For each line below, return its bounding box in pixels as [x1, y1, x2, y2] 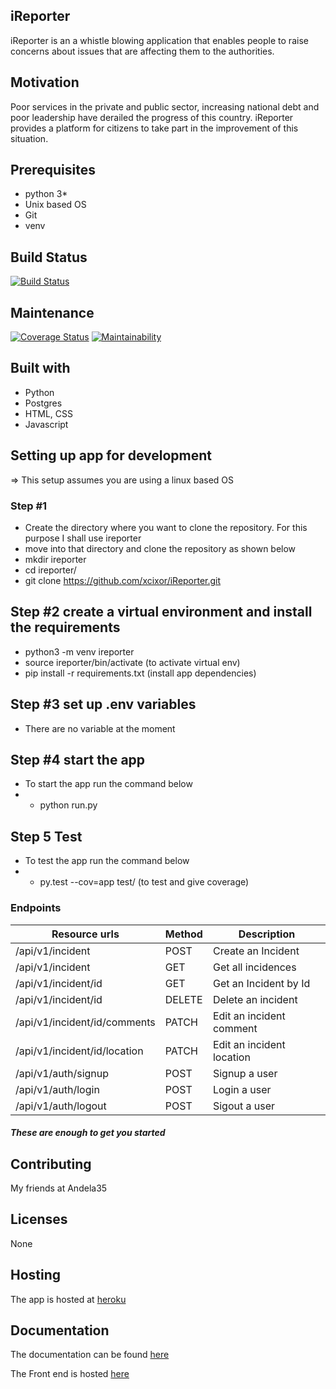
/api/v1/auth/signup [15, 1066, 110, 1080]
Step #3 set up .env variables [10, 696, 197, 713]
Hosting [10, 1267, 62, 1284]
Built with [10, 360, 71, 377]
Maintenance [10, 304, 95, 321]
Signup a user [212, 1066, 278, 1080]
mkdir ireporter [24, 553, 87, 565]
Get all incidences [212, 960, 297, 974]
